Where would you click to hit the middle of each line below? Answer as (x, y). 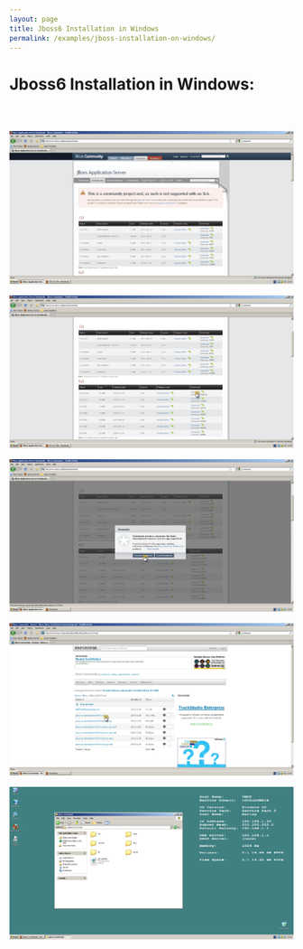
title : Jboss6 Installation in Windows (84, 28)
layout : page (34, 19)
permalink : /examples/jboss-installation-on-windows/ (113, 38)
